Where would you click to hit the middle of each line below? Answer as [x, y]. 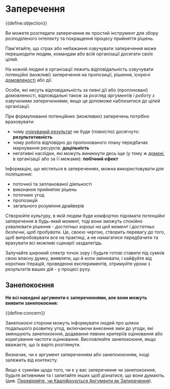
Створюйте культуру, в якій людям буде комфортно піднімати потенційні [85, 215]
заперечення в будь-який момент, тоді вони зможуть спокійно [74, 221]
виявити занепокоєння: [32, 303]
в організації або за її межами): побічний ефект [65, 159]
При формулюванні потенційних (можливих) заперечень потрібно [77, 116]
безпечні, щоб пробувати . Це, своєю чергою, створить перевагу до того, [85, 232]
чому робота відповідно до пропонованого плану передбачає [80, 142]
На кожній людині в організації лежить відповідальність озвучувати [80, 69]
